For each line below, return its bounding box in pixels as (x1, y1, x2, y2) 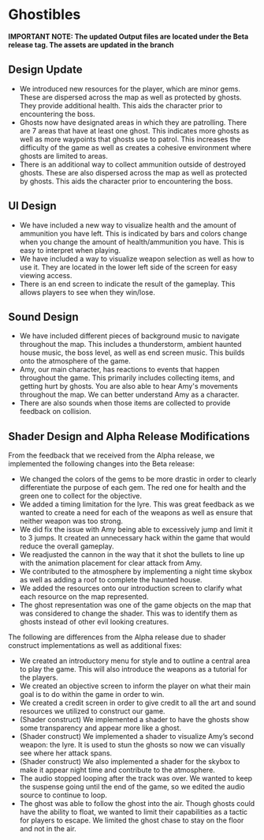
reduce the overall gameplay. (19, 541, 114, 551)
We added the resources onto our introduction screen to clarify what (19, 583, 243, 593)
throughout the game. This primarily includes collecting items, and (19, 373, 235, 382)
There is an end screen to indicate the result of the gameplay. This (19, 279, 236, 288)
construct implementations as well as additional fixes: (8, 641, 182, 650)
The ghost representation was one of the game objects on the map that (19, 601, 251, 610)
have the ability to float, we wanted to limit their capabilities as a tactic (19, 808, 248, 817)
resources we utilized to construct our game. (19, 706, 165, 716)
